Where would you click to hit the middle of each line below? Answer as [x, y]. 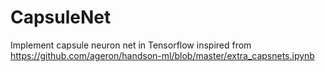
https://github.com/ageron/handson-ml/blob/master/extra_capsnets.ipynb [162, 55]
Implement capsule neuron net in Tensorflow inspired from [131, 45]
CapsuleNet [61, 17]
